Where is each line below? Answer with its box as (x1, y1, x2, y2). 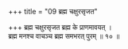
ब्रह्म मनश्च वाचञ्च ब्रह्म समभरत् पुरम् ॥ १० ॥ (8, 32, 120, 40)
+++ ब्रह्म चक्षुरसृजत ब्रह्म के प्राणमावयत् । (8, 23, 113, 32)
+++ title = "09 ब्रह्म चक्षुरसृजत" (8, 7, 98, 16)
